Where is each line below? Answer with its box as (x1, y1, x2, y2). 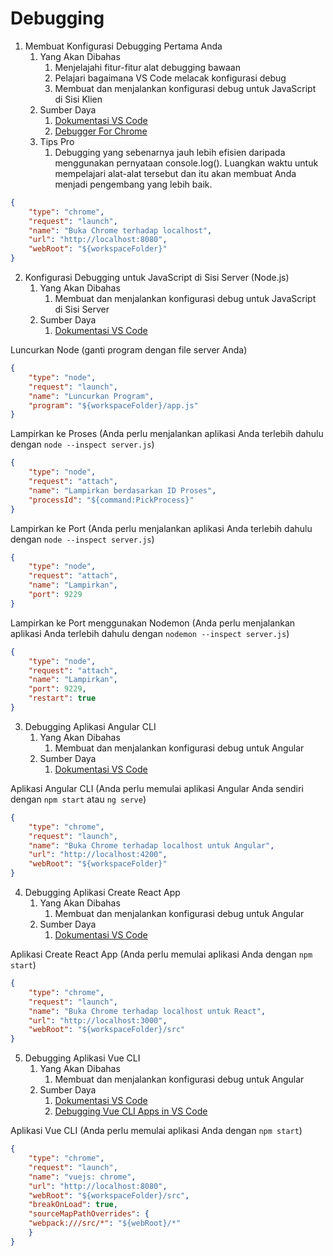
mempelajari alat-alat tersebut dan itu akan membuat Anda (54, 167, 297, 179)
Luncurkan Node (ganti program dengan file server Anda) (10, 344, 248, 356)
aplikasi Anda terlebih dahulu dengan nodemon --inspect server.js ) (10, 627, 290, 639)
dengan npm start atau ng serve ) (10, 793, 147, 805)
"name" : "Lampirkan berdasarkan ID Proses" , (28, 485, 217, 496)
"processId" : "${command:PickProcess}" (28, 495, 195, 505)
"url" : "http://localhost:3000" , (28, 1015, 168, 1026)
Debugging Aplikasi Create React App (24, 887, 181, 899)
